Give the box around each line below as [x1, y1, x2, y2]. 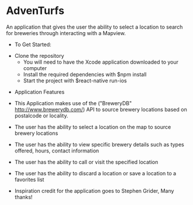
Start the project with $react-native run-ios [23, 77, 127, 84]
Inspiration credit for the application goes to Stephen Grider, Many [14, 187, 174, 194]
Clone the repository [14, 52, 64, 59]
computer [23, 64, 47, 71]
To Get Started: [14, 41, 51, 48]
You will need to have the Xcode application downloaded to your [23, 58, 179, 65]
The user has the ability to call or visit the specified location [14, 158, 158, 165]
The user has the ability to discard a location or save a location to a [14, 169, 177, 176]
